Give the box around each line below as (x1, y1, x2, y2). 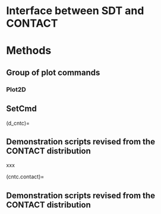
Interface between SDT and (6, 4, 144, 18)
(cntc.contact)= (6, 173, 45, 180)
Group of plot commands (6, 67, 100, 77)
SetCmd (6, 103, 37, 114)
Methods (6, 44, 52, 58)
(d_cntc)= (6, 119, 30, 127)
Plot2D (6, 85, 27, 93)
